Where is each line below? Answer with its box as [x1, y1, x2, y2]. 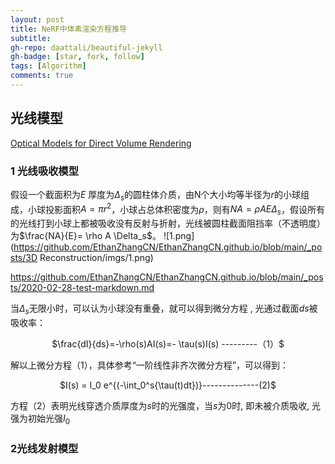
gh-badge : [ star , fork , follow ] [10, 52, 145, 62]
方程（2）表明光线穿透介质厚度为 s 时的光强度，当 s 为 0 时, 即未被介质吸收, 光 [10, 400, 322, 412]
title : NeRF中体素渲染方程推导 [10, 24, 127, 34]
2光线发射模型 [10, 441, 79, 455]
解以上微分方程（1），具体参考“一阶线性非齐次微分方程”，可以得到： [10, 359, 290, 371]
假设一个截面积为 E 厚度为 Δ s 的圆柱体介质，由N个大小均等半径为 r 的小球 [10, 188, 301, 203]
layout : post [10, 14, 65, 25]
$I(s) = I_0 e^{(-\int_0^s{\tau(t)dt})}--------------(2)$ [59, 379, 277, 391]
